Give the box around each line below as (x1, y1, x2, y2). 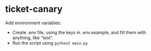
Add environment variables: (5, 20, 62, 26)
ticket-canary (5, 3, 63, 15)
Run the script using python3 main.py (12, 40, 88, 46)
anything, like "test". (12, 35, 53, 41)
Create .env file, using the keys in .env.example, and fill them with (12, 29, 146, 35)
